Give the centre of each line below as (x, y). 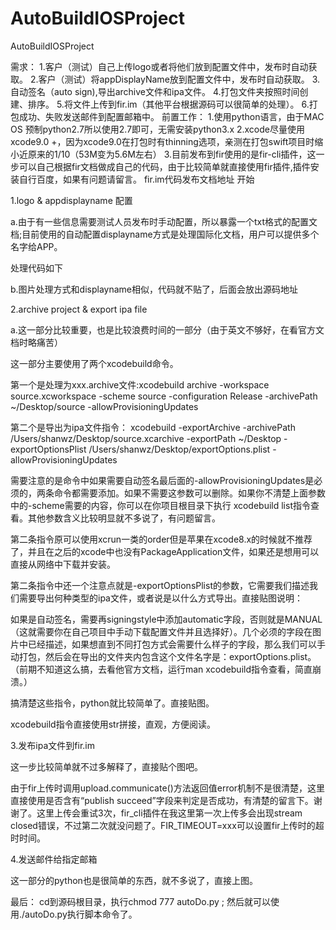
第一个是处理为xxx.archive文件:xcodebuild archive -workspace (140, 384)
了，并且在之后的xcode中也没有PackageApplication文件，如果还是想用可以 (165, 551)
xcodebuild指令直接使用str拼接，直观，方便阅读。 (113, 724)
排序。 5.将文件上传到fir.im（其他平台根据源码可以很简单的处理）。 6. (168, 104)
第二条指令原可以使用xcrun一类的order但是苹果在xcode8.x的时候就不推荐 (161, 539)
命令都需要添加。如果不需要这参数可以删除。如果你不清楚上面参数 (189, 493)
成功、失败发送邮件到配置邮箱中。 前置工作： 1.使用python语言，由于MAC (171, 116)
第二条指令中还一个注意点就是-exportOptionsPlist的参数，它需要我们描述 (160, 585)
